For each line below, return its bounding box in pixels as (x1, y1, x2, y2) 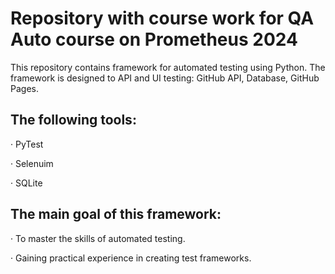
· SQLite (10, 177, 43, 189)
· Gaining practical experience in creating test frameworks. (10, 252, 252, 264)
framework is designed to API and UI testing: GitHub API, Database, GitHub (10, 72, 320, 84)
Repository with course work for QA (10, 7, 315, 30)
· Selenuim (10, 157, 54, 169)
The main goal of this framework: (10, 206, 222, 223)
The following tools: (10, 112, 137, 129)
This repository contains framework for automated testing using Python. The (10, 61, 326, 73)
